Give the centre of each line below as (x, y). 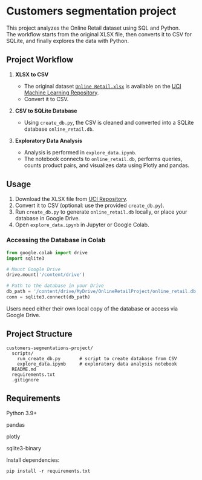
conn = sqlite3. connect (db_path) (48, 297)
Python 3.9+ (22, 413)
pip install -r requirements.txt (48, 471)
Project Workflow (40, 60)
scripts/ (23, 353)
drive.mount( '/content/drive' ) (46, 275)
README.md (24, 369)
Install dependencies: (33, 460)
